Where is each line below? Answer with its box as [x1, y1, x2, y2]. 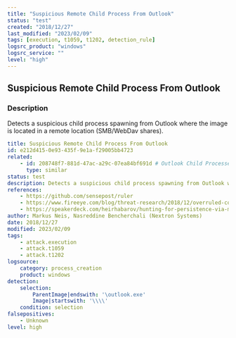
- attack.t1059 [20, 245, 65, 252]
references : [7, 186, 42, 194]
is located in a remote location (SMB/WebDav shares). [7, 127, 164, 135]
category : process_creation [20, 265, 102, 272]
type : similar [25, 166, 68, 173]
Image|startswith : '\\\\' [32, 297, 109, 305]
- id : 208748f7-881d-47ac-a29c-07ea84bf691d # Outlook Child [20, 160, 202, 168]
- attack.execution [20, 239, 77, 246]
